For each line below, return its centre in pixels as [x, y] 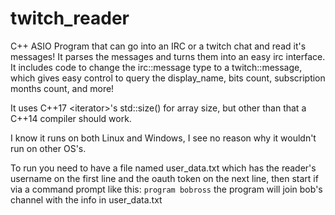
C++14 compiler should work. [71, 118]
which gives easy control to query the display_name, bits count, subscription [168, 78]
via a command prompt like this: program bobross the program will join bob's [166, 189]
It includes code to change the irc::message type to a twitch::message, [156, 67]
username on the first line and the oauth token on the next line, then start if [164, 178]
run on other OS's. [48, 148]
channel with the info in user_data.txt [86, 199]
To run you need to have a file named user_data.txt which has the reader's [163, 168]
